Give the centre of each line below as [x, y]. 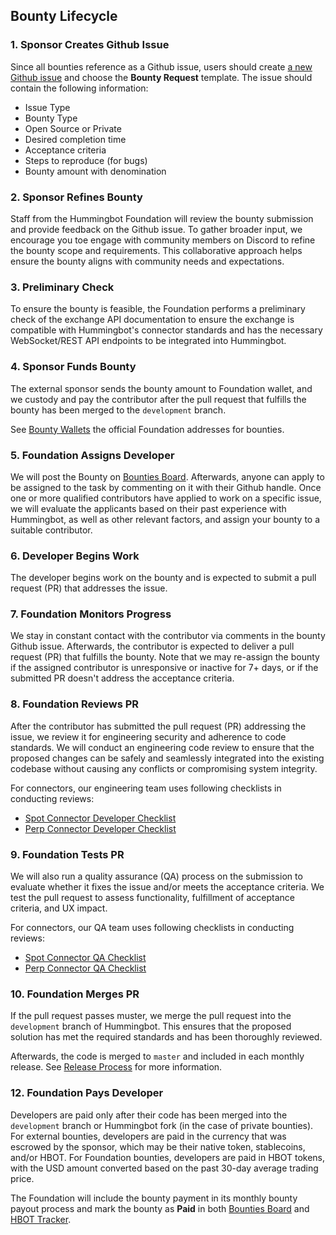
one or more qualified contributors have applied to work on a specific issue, [166, 498]
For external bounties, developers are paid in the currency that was [148, 1136]
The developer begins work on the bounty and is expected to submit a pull [163, 578]
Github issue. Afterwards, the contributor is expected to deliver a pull [152, 646]
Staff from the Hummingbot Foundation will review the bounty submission [162, 218]
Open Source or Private [73, 128]
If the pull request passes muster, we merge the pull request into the [151, 1016]
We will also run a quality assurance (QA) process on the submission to [156, 876]
